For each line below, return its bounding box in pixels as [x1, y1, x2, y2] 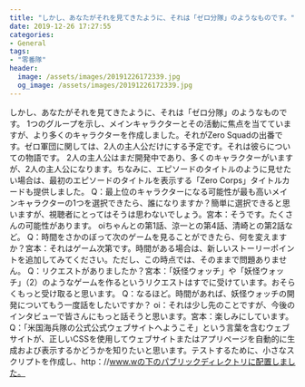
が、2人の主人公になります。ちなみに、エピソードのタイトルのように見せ [9, 163, 284, 174]
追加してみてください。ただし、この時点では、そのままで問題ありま [25, 254, 280, 265]
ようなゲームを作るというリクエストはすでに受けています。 [49, 276, 272, 287]
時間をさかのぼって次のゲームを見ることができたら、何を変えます [40, 231, 288, 242]
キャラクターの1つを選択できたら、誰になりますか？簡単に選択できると [16, 197, 283, 208]
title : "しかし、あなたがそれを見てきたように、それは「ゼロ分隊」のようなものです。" [9, 13, 295, 23]
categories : [9, 30, 54, 39]
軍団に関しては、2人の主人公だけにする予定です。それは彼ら [40, 140, 268, 151]
